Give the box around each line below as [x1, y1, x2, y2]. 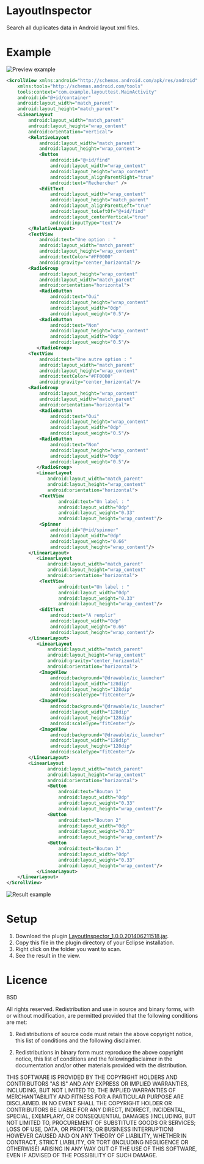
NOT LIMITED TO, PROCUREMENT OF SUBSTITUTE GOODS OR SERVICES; [6, 1119, 196, 1126]
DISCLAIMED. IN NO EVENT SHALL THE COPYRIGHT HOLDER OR [6, 1100, 172, 1106]
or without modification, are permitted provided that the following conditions [6, 1012, 199, 1019]
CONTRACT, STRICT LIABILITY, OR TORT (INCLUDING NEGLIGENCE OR [6, 1139, 189, 1146]
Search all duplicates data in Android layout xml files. [6, 24, 140, 31]
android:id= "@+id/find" [49, 157, 111, 163]
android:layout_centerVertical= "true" [49, 214, 149, 220]
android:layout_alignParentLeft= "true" [49, 203, 151, 209]
